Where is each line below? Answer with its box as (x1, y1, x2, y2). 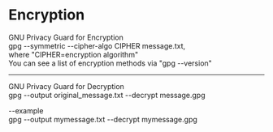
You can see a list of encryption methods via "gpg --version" (8, 58, 213, 68)
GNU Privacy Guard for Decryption (8, 81, 124, 91)
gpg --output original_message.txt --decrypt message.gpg (8, 90, 206, 100)
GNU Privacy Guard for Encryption (8, 32, 124, 42)
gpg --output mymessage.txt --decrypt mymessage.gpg (8, 114, 197, 124)
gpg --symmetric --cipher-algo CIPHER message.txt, (8, 40, 186, 50)
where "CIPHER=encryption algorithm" (8, 49, 139, 59)
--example (8, 105, 44, 115)
